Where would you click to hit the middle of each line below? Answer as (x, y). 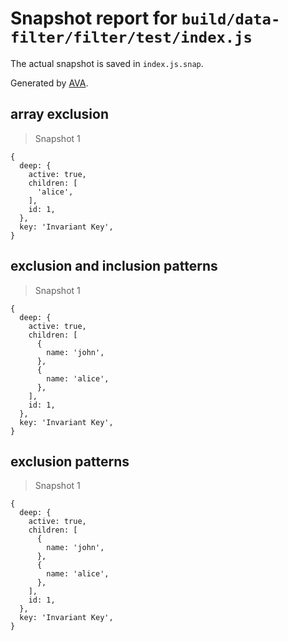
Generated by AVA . (49, 83)
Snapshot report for (94, 18)
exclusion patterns (70, 461)
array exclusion (59, 114)
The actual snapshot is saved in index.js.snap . (107, 63)
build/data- (231, 19)
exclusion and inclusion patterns (114, 266)
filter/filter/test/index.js (131, 37)
